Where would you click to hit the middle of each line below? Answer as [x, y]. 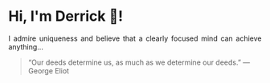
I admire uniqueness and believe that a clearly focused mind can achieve [135, 38]
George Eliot [49, 70]
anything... [26, 46]
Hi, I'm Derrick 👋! [65, 16]
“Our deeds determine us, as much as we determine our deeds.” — [139, 62]
